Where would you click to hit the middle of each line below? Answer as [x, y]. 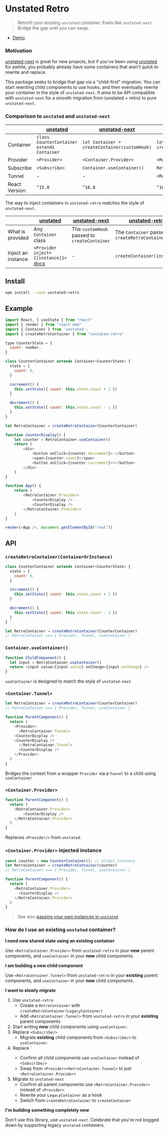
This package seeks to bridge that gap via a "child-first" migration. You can [83, 82]
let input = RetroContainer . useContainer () [55, 663]
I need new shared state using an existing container [60, 940]
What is [17, 231]
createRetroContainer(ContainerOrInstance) [59, 557]
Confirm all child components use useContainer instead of [79, 1058]
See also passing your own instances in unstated [68, 917]
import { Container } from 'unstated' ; [47, 329]
